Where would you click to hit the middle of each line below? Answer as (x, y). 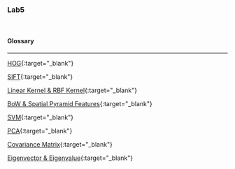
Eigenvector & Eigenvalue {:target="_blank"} (70, 158)
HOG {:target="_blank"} (41, 63)
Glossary (21, 41)
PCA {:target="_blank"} (40, 131)
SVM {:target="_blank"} (41, 117)
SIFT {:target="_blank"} (40, 76)
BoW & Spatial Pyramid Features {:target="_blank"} (80, 103)
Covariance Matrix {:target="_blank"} (60, 144)
